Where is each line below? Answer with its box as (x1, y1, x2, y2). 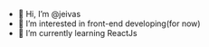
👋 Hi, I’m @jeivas (17, 9, 81, 19)
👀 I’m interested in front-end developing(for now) (17, 18, 201, 29)
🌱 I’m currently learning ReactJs (17, 28, 138, 38)
